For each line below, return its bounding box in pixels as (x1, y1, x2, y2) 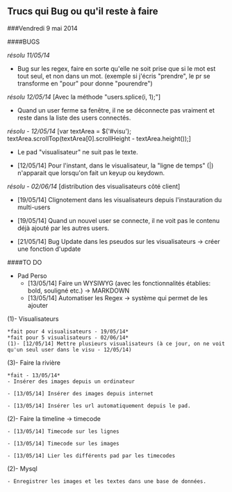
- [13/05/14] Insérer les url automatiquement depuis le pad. (7, 402, 191, 409)
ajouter (27, 301, 49, 309)
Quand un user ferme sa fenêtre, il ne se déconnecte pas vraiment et (17, 106, 215, 114)
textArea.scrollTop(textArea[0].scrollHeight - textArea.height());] (7, 134, 191, 142)
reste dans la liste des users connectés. (17, 113, 131, 122)
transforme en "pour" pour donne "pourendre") (17, 79, 153, 88)
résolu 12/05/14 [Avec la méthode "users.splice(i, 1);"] (7, 92, 161, 101)
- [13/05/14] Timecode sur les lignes (7, 427, 119, 435)
